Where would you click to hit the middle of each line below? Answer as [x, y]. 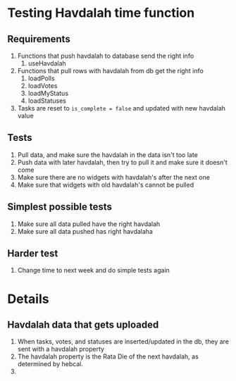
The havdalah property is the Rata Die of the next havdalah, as [108, 356]
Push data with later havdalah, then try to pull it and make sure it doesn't [122, 162]
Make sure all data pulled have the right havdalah [89, 224]
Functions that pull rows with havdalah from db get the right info [111, 71]
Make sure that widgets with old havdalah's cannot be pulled [106, 185]
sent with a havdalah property [61, 349]
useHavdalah [47, 63]
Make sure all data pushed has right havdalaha [85, 231]
